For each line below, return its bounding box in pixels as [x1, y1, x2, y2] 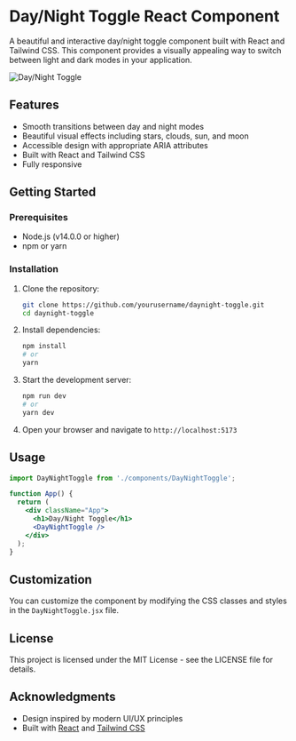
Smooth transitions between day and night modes [21, 121, 205, 131]
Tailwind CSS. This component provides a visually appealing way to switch [9, 44, 282, 55]
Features [9, 98, 59, 113]
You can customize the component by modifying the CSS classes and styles [9, 595, 288, 606]
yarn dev [21, 408, 55, 417]
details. [9, 664, 36, 674]
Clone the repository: [21, 283, 100, 294]
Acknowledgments [9, 689, 117, 705]
